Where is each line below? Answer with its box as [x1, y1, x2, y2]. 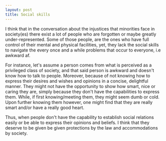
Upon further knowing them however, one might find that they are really [5, 99, 153, 105]
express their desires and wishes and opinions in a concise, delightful [5, 78, 148, 84]
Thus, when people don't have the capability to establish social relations [5, 114, 154, 120]
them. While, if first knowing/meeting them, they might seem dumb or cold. [5, 93, 160, 100]
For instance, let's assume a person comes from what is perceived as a [5, 62, 152, 68]
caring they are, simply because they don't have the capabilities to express [5, 88, 160, 94]
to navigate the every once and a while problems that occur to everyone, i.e [5, 47, 161, 53]
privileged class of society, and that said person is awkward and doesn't [5, 67, 154, 73]
